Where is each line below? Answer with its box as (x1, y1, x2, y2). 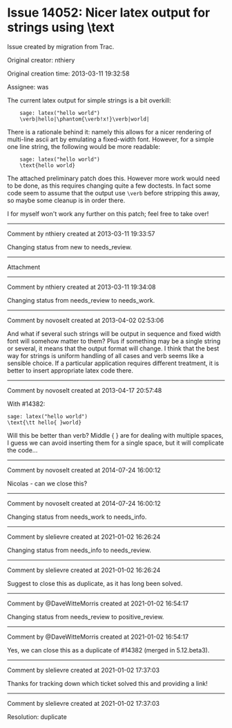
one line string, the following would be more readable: (7, 142, 161, 150)
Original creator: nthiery (7, 55, 75, 64)
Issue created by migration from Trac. (7, 42, 115, 51)
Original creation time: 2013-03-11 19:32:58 (7, 69, 130, 78)
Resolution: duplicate (7, 712, 67, 721)
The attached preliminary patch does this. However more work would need (7, 174, 220, 182)
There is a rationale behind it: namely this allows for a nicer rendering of (7, 127, 212, 136)
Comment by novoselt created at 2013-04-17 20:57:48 (7, 386, 162, 394)
